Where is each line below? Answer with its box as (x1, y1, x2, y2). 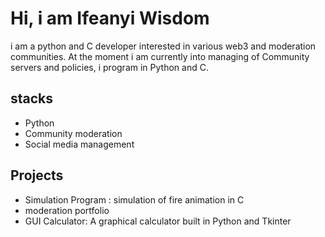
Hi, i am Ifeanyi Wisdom (10, 7, 210, 30)
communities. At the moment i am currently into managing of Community (10, 50, 310, 62)
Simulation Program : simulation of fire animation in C (24, 193, 245, 206)
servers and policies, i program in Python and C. (10, 61, 209, 73)
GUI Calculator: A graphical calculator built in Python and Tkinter (24, 215, 292, 227)
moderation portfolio (24, 204, 110, 216)
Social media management (24, 138, 135, 150)
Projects (10, 167, 64, 184)
